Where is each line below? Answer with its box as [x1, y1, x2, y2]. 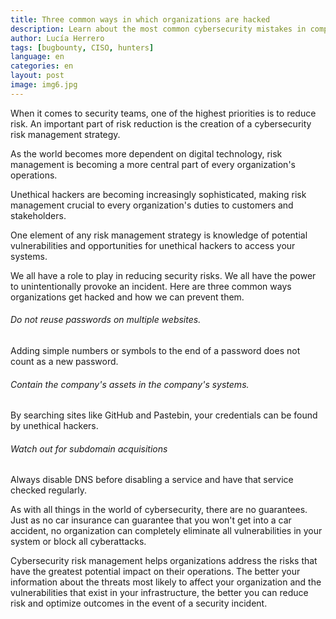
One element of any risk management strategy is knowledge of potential [10, 229, 308, 241]
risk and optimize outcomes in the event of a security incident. [10, 597, 268, 610]
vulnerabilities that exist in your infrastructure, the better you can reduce [10, 587, 309, 599]
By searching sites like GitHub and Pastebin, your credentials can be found [10, 409, 318, 421]
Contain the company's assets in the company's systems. [10, 378, 250, 390]
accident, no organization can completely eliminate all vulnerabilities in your [10, 525, 323, 537]
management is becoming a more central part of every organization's [10, 158, 296, 170]
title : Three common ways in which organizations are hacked [10, 14, 271, 25]
